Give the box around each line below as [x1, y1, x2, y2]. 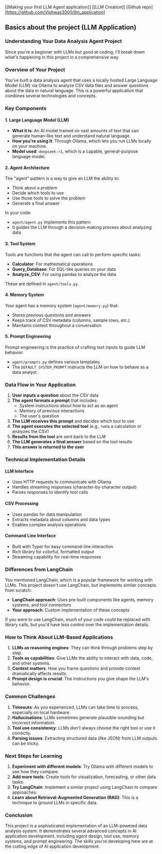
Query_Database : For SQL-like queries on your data [12, 266, 116, 272]
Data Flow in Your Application [5, 381, 76, 388]
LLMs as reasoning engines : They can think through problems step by [12, 645, 153, 651]
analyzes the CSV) [12, 429, 49, 435]
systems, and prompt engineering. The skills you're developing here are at [5, 838, 153, 844]
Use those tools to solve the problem [12, 195, 86, 201]
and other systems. [12, 661, 51, 666]
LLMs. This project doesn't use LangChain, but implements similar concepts [5, 582, 156, 588]
